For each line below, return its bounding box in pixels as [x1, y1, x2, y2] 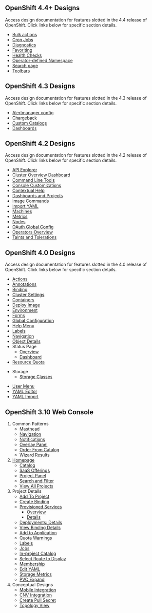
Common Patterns [12, 421, 49, 427]
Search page [12, 63, 38, 68]
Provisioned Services [19, 504, 62, 510]
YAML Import [12, 394, 39, 400]
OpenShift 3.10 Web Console [5, 408, 94, 416]
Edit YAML [19, 566, 40, 572]
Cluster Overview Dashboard [12, 172, 71, 178]
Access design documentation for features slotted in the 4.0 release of [5, 261, 147, 268]
